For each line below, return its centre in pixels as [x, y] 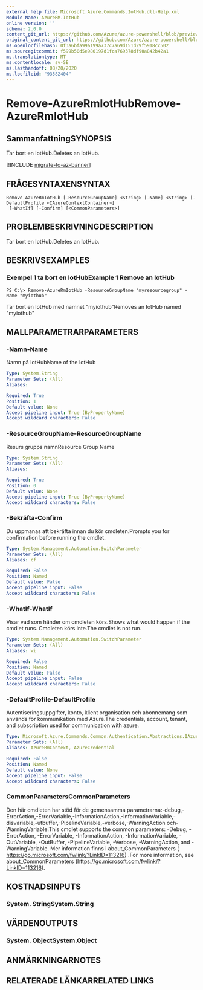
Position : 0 [21, 486]
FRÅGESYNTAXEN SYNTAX [58, 184]
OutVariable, [22, 842]
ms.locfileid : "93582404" [39, 74]
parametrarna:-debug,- [156, 810]
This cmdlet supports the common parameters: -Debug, [118, 829]
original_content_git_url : [40, 40]
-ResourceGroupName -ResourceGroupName [74, 434]
